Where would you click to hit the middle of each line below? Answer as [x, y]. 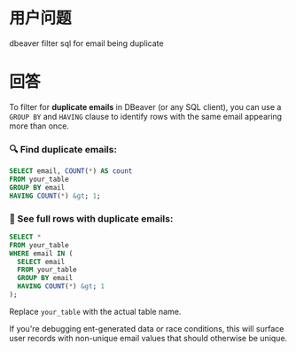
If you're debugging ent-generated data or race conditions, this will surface [147, 328]
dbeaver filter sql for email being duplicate [86, 43]
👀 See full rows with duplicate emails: [91, 218]
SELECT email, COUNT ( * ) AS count [71, 171]
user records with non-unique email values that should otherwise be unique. [148, 338]
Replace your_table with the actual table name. [95, 311]
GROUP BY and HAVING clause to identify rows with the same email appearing [145, 116]
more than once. [39, 126]
